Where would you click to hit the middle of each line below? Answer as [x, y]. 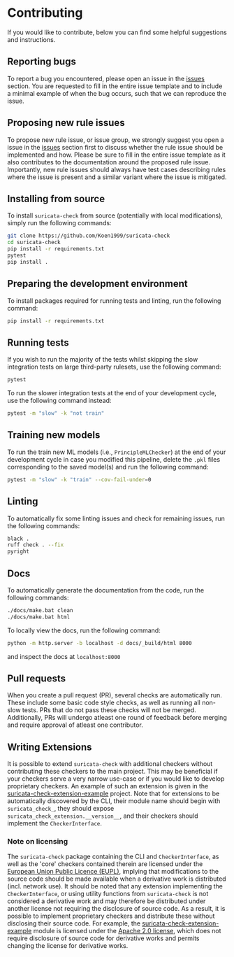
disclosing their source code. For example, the [74, 923]
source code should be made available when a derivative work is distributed [117, 879]
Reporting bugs [42, 62]
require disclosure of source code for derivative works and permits [103, 938]
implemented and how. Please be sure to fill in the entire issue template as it [116, 155]
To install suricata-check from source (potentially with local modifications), [115, 215]
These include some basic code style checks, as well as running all [104, 703]
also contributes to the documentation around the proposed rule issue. [109, 162]
